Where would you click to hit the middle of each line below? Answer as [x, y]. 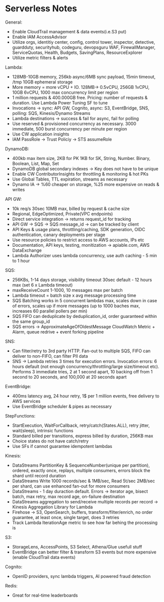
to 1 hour [21, 261]
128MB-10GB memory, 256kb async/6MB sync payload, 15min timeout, [84, 77]
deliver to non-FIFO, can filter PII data [50, 356]
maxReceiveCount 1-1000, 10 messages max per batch [68, 290]
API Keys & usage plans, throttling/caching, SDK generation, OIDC [79, 229]
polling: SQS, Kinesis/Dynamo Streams [51, 113]
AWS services [26, 401]
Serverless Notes [41, 9]
